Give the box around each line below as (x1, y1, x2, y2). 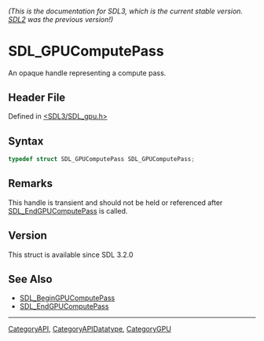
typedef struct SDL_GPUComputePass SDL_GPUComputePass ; (8, 156, 195, 163)
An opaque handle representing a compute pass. (8, 68, 167, 78)
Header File (8, 90, 66, 104)
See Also (8, 273, 53, 286)
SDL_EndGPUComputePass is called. (8, 206, 128, 215)
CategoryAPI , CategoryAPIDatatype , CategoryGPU (8, 324, 171, 334)
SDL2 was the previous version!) (8, 14, 114, 24)
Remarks (8, 177, 53, 190)
